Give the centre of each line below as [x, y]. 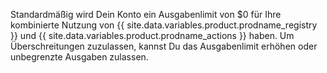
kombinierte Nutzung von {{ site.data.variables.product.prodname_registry [164, 25]
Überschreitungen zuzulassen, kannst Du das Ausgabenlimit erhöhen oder [164, 46]
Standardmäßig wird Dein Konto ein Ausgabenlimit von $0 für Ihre [146, 14]
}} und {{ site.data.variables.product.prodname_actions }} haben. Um [152, 35]
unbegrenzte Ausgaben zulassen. [79, 57]
